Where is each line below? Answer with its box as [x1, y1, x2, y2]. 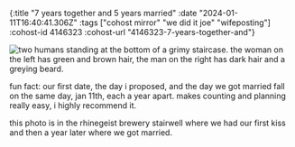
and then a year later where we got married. [9, 127, 173, 138]
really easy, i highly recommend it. [9, 100, 137, 111]
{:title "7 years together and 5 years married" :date [9, 8, 198, 18]
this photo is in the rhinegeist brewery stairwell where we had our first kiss [9, 117, 286, 128]
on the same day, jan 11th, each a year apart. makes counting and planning [9, 90, 287, 101]
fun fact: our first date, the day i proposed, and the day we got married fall [9, 81, 286, 91]
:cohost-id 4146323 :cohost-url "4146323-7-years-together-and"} [9, 27, 255, 37]
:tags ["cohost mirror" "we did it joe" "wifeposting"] [79, 17, 271, 28]
